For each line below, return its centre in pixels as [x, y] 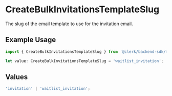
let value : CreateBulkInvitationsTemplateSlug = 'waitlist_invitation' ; [84, 61]
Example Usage [31, 40]
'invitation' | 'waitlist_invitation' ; [48, 89]
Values [17, 77]
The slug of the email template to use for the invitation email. [69, 24]
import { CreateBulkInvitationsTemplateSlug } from [61, 52]
